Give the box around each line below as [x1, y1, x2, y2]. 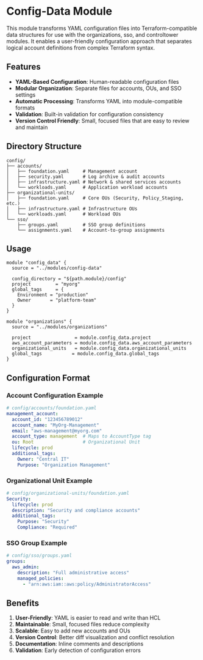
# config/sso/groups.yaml [6, 552, 72, 559]
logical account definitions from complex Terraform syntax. [6, 44, 155, 51]
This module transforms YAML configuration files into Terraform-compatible [6, 24, 198, 32]
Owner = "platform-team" [17, 297, 97, 303]
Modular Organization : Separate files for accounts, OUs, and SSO [15, 84, 182, 92]
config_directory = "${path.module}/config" [12, 276, 127, 282]
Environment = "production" [17, 292, 88, 298]
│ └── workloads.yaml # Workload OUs [6, 211, 121, 217]
